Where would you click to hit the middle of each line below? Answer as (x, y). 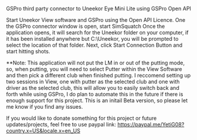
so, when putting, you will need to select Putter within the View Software (94, 69)
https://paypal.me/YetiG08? (151, 124)
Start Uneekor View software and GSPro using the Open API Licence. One (96, 20)
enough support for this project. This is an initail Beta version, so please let (97, 100)
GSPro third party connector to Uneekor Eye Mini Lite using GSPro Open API (99, 9)
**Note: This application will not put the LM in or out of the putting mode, (96, 63)
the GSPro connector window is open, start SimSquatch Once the (86, 26)
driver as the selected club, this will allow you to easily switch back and (93, 88)
